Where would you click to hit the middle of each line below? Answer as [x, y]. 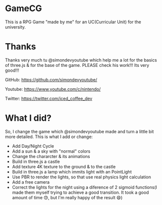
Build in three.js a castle [36, 161]
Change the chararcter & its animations [51, 156]
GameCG [24, 8]
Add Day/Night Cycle [33, 146]
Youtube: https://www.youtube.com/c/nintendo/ [53, 89]
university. [15, 27]
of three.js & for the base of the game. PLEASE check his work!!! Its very [77, 65]
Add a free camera [31, 182]
